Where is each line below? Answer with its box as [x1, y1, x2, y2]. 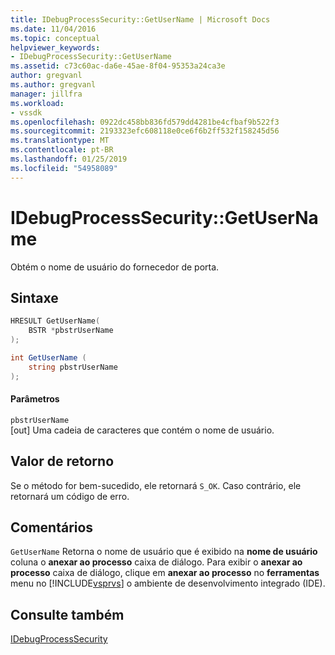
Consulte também [10, 606, 125, 623]
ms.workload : [10, 98, 65, 108]
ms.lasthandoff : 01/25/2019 [10, 154, 128, 164]
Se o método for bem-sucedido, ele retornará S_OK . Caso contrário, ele [10, 479, 302, 491]
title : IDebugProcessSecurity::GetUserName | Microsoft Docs [10, 14, 271, 25]
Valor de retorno [10, 453, 115, 470]
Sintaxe [10, 289, 59, 306]
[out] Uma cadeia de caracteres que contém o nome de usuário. [10, 424, 275, 436]
